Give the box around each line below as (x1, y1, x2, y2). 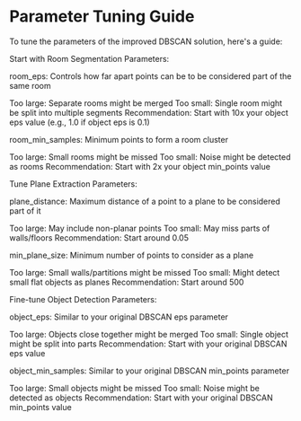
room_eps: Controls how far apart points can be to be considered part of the (9, 70, 292, 82)
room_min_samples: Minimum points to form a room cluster (9, 134, 229, 145)
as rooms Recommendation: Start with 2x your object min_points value (9, 161, 271, 171)
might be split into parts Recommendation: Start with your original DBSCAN (9, 338, 288, 349)
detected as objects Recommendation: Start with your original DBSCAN (9, 392, 273, 403)
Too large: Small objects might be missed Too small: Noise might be (9, 382, 261, 393)
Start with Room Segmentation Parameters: (9, 53, 170, 64)
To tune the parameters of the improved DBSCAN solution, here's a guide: (9, 36, 283, 47)
